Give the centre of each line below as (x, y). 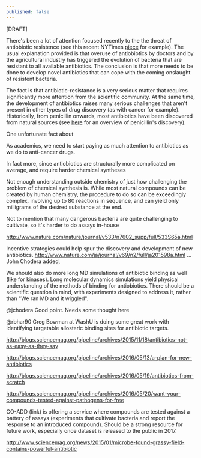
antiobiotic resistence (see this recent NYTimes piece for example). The (95, 47)
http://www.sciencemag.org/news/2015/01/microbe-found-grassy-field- (95, 442)
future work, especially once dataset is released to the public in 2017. (91, 430)
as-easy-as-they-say (32, 346)
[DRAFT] (17, 29)
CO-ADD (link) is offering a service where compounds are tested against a (98, 411)
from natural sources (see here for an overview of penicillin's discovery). (96, 122)
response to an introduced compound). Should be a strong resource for (94, 424)
